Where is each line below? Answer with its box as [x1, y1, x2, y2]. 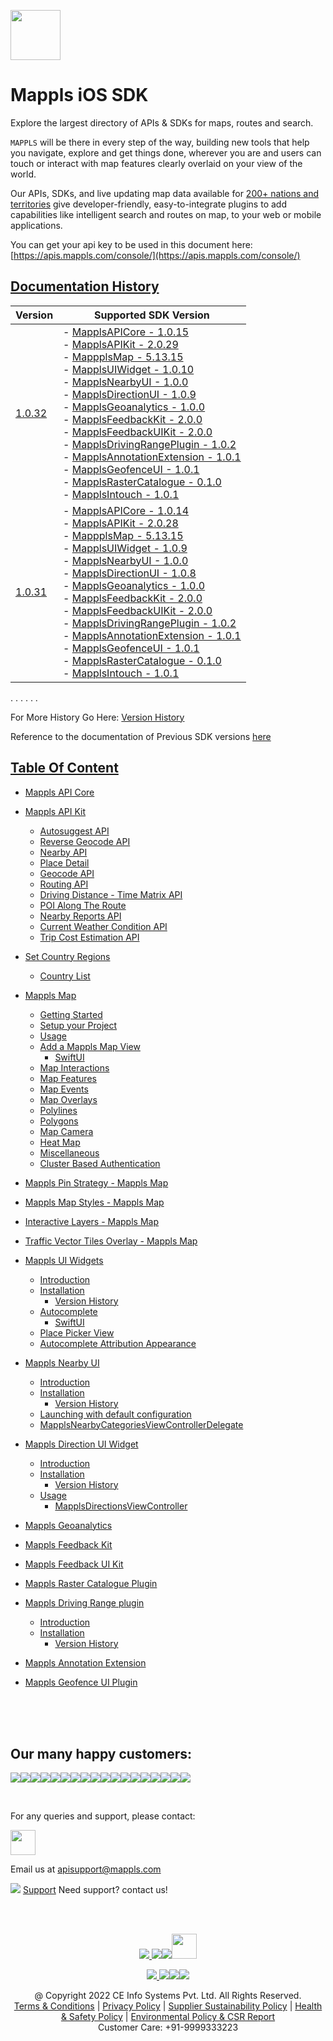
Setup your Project [39, 1019, 118, 1031]
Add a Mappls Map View [39, 1040, 141, 1052]
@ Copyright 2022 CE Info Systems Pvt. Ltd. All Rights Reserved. [34, 1990, 302, 2002]
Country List [39, 970, 91, 982]
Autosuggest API [39, 825, 110, 837]
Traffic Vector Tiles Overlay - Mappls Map [24, 1235, 198, 1247]
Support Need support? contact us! [22, 1884, 168, 1896]
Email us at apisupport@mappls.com [10, 1863, 162, 1875]
